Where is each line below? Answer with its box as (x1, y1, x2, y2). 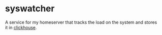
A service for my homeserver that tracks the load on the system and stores (5, 19, 158, 25)
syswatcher (5, 3, 55, 14)
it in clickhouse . (5, 24, 37, 30)
